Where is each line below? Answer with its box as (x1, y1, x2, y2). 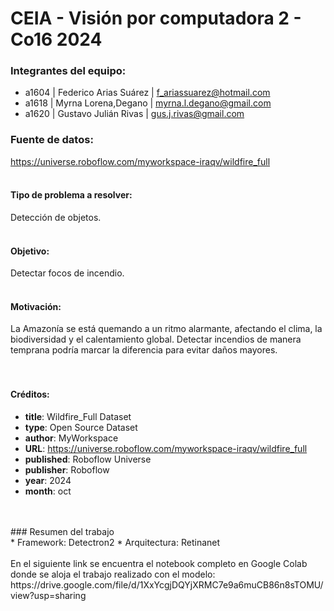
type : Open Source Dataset (24, 421, 138, 433)
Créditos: (10, 388, 50, 400)
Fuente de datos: (10, 133, 94, 147)
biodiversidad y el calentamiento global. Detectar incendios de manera (10, 333, 302, 346)
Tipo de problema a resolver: (10, 189, 133, 201)
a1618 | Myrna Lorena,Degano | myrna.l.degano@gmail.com (24, 97, 272, 109)
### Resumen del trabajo (10, 525, 115, 537)
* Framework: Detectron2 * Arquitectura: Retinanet (10, 536, 221, 548)
